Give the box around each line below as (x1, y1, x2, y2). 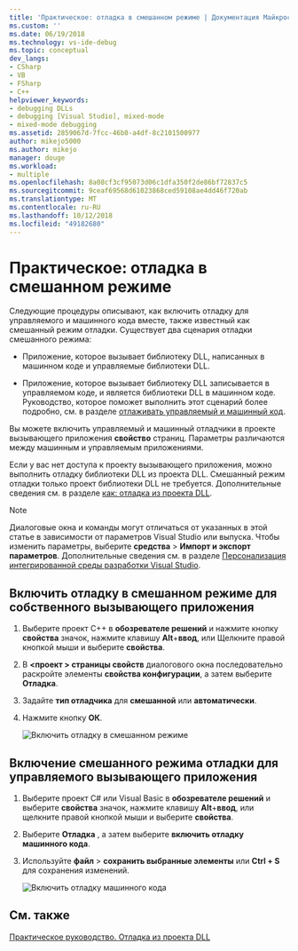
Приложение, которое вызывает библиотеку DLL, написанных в (21, 352, 265, 362)
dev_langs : (9, 54, 50, 63)
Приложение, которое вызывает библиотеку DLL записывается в (21, 378, 271, 389)
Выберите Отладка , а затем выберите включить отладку (21, 829, 245, 840)
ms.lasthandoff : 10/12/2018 (9, 210, 114, 220)
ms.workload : (9, 162, 58, 170)
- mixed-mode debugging (9, 121, 98, 130)
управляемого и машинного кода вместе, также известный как (9, 315, 250, 326)
